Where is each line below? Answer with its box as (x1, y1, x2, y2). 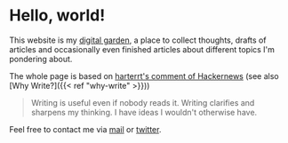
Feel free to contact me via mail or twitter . (9, 123, 162, 134)
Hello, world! (9, 5, 106, 26)
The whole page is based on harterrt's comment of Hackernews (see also (9, 70, 279, 81)
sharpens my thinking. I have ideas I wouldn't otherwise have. (30, 107, 258, 117)
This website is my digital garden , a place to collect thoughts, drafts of (9, 35, 267, 45)
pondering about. (9, 53, 73, 64)
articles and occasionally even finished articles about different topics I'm (9, 44, 276, 54)
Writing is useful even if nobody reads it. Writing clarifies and (30, 97, 255, 107)
